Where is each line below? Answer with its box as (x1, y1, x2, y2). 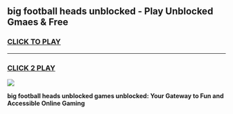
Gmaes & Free (7, 17, 69, 28)
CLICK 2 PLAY (7, 63, 55, 73)
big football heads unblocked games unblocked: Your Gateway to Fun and (7, 91, 224, 99)
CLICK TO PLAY (7, 37, 61, 47)
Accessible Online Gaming (7, 99, 85, 107)
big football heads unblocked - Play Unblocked (7, 6, 214, 17)
